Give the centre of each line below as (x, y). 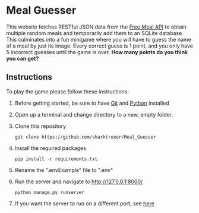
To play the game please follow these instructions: (68, 91)
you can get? (23, 58)
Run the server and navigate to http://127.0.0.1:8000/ (79, 181)
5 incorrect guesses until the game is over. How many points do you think (97, 52)
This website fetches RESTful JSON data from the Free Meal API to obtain (96, 27)
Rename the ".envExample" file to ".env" (64, 170)
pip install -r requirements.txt (56, 159)
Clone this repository (40, 126)
